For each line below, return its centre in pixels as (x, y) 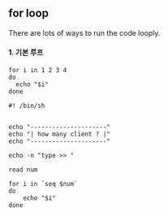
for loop (28, 13)
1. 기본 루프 (26, 53)
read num (23, 170)
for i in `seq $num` (43, 184)
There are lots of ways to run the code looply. (84, 32)
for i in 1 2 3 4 (38, 71)
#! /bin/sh (27, 106)
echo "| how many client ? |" (60, 134)
